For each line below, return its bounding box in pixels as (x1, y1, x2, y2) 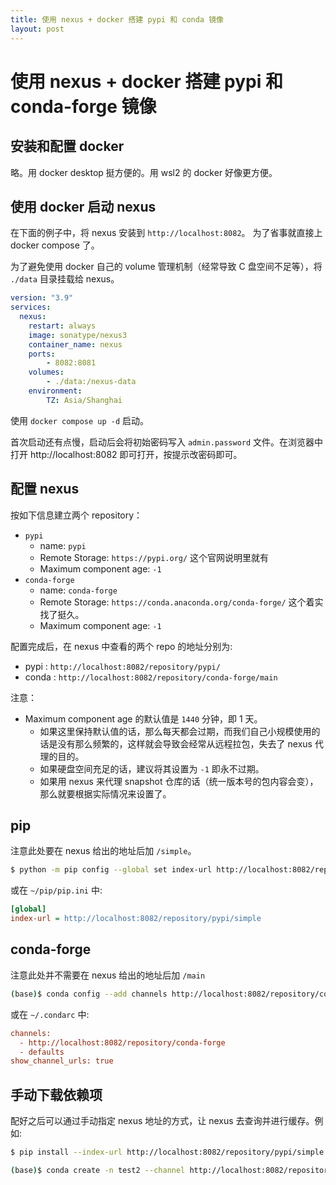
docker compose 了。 (10, 239, 100, 251)
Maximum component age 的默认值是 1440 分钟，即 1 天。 (24, 712, 263, 725)
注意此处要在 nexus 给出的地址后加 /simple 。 (10, 845, 197, 857)
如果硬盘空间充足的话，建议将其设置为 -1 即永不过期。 (39, 762, 265, 775)
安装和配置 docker (10, 138, 125, 155)
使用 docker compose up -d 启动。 (10, 414, 150, 426)
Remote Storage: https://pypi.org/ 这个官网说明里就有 (39, 551, 270, 563)
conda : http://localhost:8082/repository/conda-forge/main (24, 671, 278, 683)
